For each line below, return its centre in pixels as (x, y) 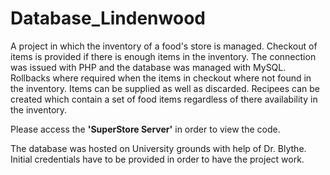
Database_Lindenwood (108, 18)
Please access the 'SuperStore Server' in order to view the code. (145, 129)
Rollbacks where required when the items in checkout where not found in (161, 78)
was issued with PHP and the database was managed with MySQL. (148, 67)
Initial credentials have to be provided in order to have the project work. (157, 159)
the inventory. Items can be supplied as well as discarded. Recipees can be (165, 88)
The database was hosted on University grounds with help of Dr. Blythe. (158, 148)
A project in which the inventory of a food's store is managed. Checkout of (164, 46)
